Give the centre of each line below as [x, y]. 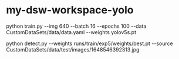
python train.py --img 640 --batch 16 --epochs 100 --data [76, 26]
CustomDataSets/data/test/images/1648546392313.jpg [73, 49]
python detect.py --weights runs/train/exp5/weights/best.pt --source [89, 43]
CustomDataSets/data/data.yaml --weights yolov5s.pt [71, 32]
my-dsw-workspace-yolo [70, 10]
